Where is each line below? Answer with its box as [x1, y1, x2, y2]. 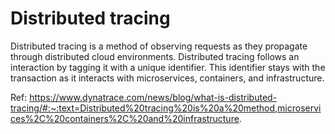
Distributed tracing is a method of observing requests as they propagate [10, 40, 308, 52]
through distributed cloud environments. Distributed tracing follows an [10, 50, 300, 62]
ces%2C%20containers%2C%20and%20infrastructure [10, 112, 240, 124]
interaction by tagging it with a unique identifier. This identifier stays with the [10, 61, 326, 73]
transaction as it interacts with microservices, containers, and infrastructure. [10, 72, 325, 84]
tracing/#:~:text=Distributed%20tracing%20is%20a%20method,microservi [10, 102, 322, 114]
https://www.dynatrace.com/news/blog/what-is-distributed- [29, 91, 278, 103]
